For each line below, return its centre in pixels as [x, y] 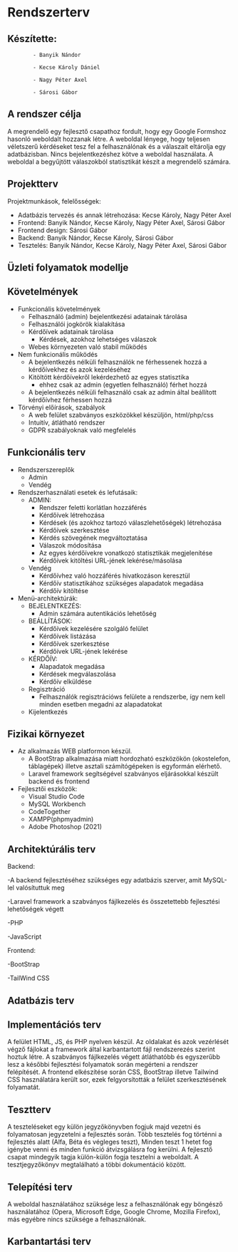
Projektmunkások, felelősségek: [54, 201]
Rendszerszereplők [46, 469]
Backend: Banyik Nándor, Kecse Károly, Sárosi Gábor [95, 238]
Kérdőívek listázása [67, 636]
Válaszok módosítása [70, 545]
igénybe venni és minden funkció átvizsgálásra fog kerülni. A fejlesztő [110, 1149]
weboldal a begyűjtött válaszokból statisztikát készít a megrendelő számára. [119, 162]
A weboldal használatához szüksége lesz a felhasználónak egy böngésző [115, 1204]
